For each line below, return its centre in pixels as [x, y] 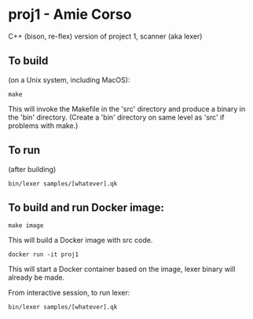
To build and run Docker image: [86, 207]
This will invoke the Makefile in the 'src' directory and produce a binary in [127, 108]
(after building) [32, 169]
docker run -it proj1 [44, 255]
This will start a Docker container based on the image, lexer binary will [122, 269]
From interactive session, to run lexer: [69, 293]
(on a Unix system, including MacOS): [69, 79]
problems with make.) [43, 125]
